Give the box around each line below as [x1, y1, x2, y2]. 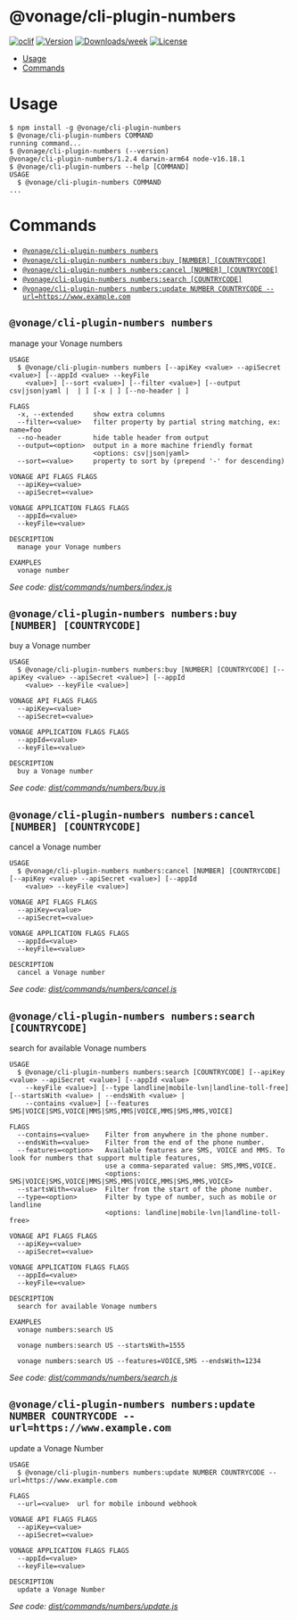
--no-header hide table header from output [17, 433, 210, 442]
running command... [9, 138, 82, 148]
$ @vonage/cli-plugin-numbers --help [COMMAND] [9, 162, 190, 171]
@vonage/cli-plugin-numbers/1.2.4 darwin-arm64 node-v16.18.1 [9, 154, 245, 163]
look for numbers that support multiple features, [9, 1153, 202, 1163]
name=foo [9, 426, 42, 434]
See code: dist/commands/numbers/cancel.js [9, 984, 177, 995]
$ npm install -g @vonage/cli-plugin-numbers [9, 123, 181, 132]
